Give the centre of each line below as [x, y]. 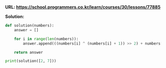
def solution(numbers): [30, 25]
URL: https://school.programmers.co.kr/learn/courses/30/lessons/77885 [83, 7]
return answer [28, 52]
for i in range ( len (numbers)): [46, 39]
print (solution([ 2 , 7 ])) [31, 61]
